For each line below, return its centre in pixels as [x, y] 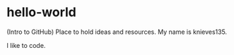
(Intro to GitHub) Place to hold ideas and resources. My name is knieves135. [117, 32]
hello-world [42, 12]
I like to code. [26, 45]
